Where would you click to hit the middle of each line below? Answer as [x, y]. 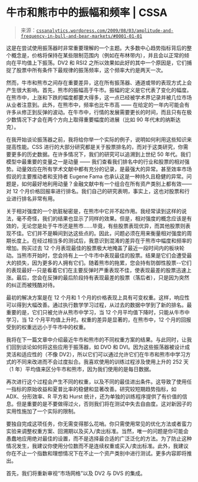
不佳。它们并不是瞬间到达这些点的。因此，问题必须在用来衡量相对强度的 [99, 233]
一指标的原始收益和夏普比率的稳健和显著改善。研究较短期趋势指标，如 [91, 389]
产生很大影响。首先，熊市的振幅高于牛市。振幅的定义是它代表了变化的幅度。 [99, 90]
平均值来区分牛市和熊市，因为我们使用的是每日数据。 [90, 369]
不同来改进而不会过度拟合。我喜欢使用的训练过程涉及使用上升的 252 [99, 361]
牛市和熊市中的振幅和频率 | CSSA [87, 13]
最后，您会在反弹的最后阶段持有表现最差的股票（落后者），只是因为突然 [103, 277]
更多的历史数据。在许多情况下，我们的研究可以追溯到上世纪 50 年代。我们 [101, 154]
